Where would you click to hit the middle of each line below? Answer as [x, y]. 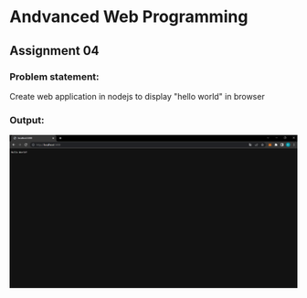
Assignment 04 [54, 51]
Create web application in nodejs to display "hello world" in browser [137, 96]
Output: [27, 120]
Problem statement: [54, 77]
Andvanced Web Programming [129, 17]
